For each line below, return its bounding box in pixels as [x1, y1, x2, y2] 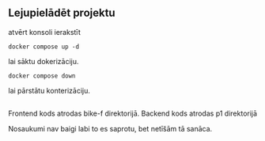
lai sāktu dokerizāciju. [8, 56, 79, 66]
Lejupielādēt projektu [8, 6, 116, 20]
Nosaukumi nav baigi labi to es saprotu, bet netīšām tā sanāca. [8, 124, 213, 134]
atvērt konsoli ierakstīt [8, 27, 81, 36]
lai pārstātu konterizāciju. [8, 86, 91, 95]
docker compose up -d [8, 43, 80, 51]
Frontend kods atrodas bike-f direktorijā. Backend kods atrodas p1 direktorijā [8, 109, 258, 118]
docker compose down [8, 71, 77, 80]
